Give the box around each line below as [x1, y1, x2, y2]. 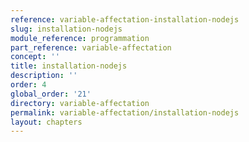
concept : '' [10, 52, 60, 62]
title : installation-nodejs [10, 61, 128, 71]
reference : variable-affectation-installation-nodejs [10, 14, 240, 25]
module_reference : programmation [10, 33, 150, 43]
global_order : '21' [10, 89, 92, 99]
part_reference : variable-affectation [10, 42, 172, 53]
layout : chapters [10, 117, 83, 127]
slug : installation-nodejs [10, 24, 123, 34]
